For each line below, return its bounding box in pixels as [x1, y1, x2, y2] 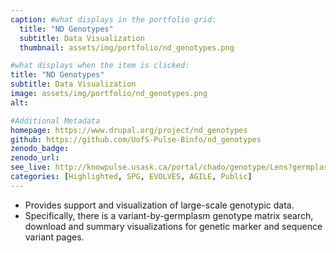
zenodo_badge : [10, 144, 70, 154]
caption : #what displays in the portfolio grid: [10, 14, 217, 25]
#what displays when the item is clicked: [10, 61, 190, 71]
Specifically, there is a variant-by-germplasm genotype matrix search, [24, 209, 314, 221]
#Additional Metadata [10, 116, 101, 126]
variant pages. [24, 231, 85, 243]
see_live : [10, 162, 52, 173]
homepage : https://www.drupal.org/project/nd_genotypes [10, 125, 248, 135]
